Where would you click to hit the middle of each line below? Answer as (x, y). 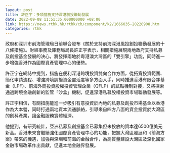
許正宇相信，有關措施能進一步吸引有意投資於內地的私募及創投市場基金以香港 (85, 103)
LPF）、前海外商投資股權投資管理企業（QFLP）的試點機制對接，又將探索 (89, 86)
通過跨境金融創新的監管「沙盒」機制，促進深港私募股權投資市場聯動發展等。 (85, 92)
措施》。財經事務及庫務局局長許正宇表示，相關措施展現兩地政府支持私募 (88, 50)
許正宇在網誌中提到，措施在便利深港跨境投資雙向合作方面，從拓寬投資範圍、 (85, 73)
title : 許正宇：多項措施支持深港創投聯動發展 (47, 15)
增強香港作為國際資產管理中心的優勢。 (49, 63)
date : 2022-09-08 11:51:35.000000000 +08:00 (53, 19)
